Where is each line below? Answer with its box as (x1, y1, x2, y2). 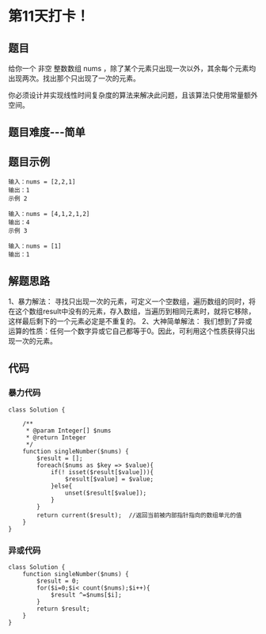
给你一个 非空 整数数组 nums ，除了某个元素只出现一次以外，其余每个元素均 (8, 64, 256, 73)
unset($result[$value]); (64, 488, 147, 497)
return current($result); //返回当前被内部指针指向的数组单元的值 (36, 511, 242, 519)
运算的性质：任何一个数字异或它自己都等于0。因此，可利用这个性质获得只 (8, 326, 249, 336)
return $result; (36, 605, 90, 613)
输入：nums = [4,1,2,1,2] (8, 211, 90, 218)
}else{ (50, 482, 73, 490)
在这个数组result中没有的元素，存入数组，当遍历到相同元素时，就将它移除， (8, 306, 256, 317)
